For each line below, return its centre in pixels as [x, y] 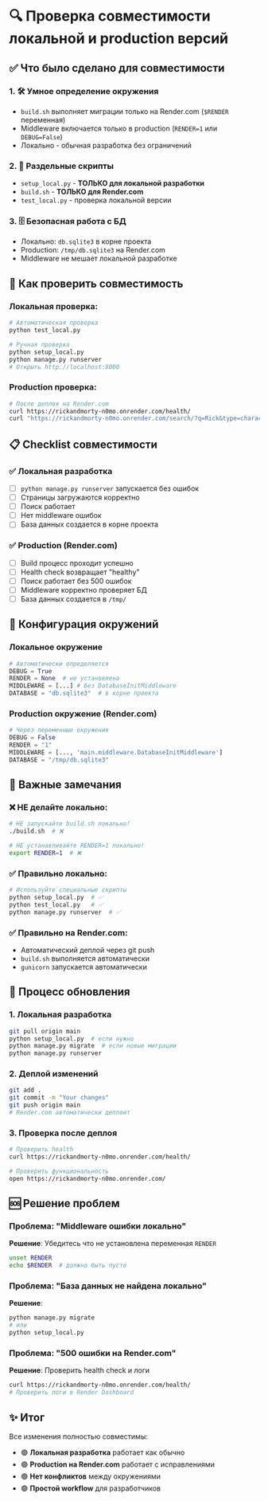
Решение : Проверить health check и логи [80, 1370]
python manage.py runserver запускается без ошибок [110, 488]
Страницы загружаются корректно [80, 498]
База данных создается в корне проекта [89, 524]
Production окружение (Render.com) [83, 713]
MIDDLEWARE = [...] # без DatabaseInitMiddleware [93, 686]
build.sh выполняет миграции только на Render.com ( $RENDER [124, 111]
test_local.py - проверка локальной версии [96, 200]
